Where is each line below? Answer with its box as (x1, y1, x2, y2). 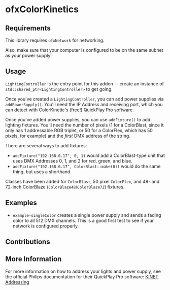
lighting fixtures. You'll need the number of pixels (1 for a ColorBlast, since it (5, 122, 164, 128)
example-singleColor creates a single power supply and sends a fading (12, 212, 161, 218)
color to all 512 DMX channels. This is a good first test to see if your (12, 217, 154, 223)
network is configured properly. (12, 222, 79, 229)
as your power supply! (5, 52, 52, 58)
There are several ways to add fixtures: (5, 142, 87, 148)
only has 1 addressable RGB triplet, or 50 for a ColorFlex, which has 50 (5, 127, 153, 133)
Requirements (5, 24, 51, 33)
